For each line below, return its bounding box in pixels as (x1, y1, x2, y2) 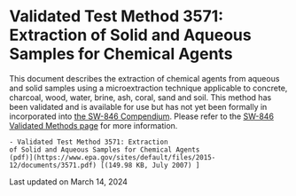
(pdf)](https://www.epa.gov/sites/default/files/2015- (9, 153, 216, 161)
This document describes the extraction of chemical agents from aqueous (9, 73, 280, 83)
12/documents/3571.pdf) (9, 161, 97, 169)
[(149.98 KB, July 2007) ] (100, 161, 200, 169)
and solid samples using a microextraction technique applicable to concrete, (9, 82, 288, 93)
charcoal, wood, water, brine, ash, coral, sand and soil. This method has (9, 91, 272, 103)
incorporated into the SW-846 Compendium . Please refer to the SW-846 (9, 111, 275, 122)
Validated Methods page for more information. (9, 120, 178, 130)
